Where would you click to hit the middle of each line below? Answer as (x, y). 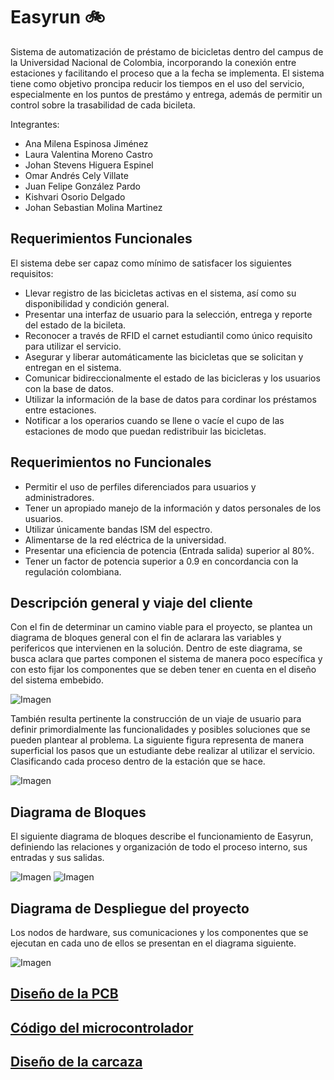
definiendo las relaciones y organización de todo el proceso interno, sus (159, 847)
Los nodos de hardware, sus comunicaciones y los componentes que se (159, 932)
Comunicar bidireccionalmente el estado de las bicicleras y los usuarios (172, 378)
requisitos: (32, 273)
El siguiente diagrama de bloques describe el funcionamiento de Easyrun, (162, 836)
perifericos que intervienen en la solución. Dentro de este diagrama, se (156, 648)
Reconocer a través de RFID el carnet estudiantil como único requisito (168, 335)
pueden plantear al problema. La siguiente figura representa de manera (157, 740)
